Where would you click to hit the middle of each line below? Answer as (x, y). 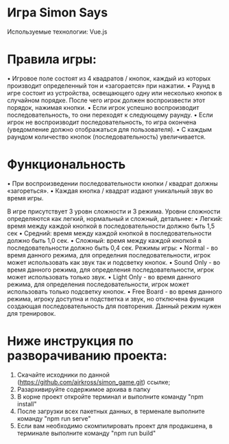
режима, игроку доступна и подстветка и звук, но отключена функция (111, 299)
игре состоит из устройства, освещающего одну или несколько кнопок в (115, 93)
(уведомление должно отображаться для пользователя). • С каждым (110, 129)
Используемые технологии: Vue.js (57, 32)
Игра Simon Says (58, 13)
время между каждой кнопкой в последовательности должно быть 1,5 (111, 226)
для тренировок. (32, 313)
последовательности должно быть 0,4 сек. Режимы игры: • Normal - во (112, 248)
